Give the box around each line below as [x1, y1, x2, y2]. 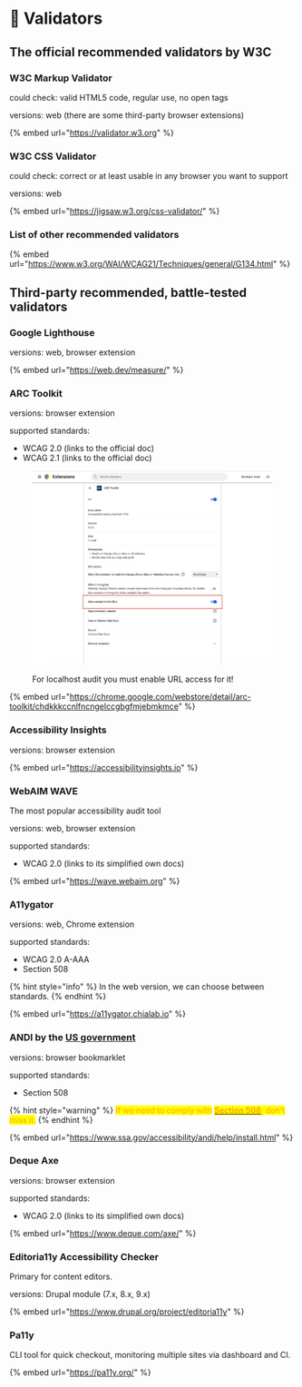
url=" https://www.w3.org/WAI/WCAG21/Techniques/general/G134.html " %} [9, 259, 291, 270]
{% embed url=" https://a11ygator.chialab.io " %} [9, 1008, 187, 1019]
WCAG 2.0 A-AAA [22, 954, 90, 965]
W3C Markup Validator [9, 72, 112, 84]
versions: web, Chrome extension [9, 919, 135, 930]
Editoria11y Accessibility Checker [9, 1250, 160, 1263]
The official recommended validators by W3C [9, 44, 272, 60]
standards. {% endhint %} [9, 991, 107, 1002]
